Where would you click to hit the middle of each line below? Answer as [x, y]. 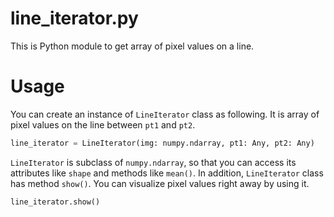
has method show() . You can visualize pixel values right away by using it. [160, 183]
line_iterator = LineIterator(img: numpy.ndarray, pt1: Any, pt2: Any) [162, 143]
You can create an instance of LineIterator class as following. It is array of [165, 114]
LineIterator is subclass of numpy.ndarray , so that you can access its [153, 162]
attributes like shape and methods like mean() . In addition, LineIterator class [167, 173]
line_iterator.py [74, 18]
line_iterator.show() [55, 202]
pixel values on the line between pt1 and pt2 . [103, 124]
